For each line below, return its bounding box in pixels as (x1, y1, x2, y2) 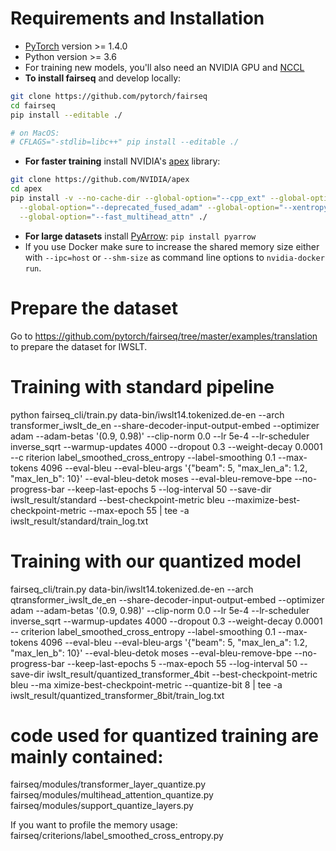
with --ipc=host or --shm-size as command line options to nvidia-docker (24, 251, 325, 263)
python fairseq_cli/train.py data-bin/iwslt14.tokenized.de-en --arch (10, 408, 285, 421)
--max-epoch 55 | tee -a (88, 504, 190, 516)
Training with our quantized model (10, 550, 302, 572)
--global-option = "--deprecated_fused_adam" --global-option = (19, 202, 280, 212)
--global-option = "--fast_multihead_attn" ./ (19, 212, 208, 222)
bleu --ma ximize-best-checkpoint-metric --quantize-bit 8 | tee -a (10, 678, 283, 691)
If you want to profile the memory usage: (10, 819, 178, 831)
